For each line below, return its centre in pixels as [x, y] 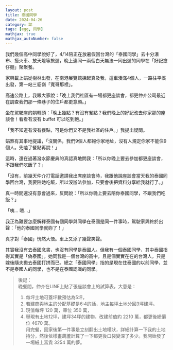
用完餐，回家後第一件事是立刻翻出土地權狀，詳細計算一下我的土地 [96, 329]
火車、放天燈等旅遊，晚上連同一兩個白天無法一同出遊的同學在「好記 [91, 60]
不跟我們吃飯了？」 [26, 165]
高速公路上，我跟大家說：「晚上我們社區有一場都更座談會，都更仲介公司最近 [85, 95]
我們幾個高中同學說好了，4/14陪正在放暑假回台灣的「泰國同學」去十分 [80, 54]
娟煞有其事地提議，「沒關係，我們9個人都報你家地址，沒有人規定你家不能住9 [86, 141]
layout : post [19, 10]
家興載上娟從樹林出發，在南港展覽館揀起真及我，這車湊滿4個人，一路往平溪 [86, 78]
